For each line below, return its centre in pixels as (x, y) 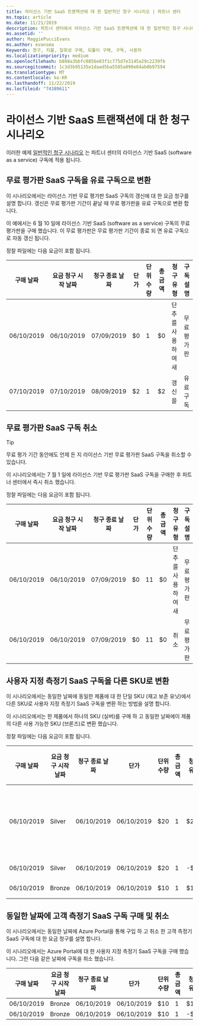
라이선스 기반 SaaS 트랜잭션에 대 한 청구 (98, 120)
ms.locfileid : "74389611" (38, 89)
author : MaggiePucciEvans (38, 39)
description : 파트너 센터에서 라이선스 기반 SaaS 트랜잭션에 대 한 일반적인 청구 (93, 28)
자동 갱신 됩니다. (31, 238)
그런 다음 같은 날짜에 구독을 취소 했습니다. (67, 959)
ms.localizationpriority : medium (47, 56)
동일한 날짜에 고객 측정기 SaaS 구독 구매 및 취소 (88, 916)
